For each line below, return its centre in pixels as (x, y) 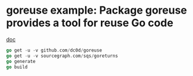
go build (17, 67)
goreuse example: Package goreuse (96, 10)
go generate (21, 61)
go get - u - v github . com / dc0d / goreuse (54, 50)
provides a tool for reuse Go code (90, 23)
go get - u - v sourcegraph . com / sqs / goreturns (62, 56)
